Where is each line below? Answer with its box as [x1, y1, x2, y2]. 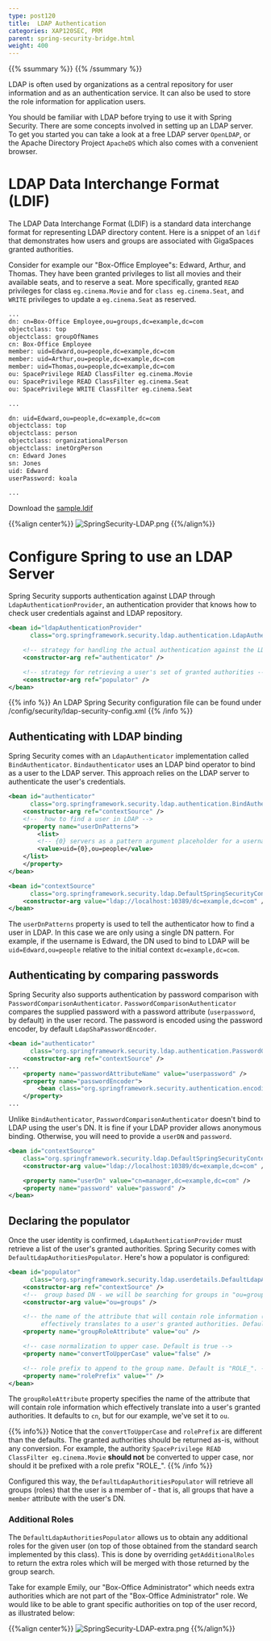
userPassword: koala [8, 474, 78, 483]
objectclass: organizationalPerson [8, 437, 128, 445]
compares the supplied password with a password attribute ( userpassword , [8, 1007, 256, 1017]
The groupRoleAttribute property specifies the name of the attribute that [8, 1394, 251, 1404]
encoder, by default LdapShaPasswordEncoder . [8, 1024, 157, 1034]
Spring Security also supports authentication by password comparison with [8, 990, 259, 999]
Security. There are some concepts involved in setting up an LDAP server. [8, 121, 254, 131]
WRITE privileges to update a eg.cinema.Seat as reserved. [8, 295, 197, 304]
